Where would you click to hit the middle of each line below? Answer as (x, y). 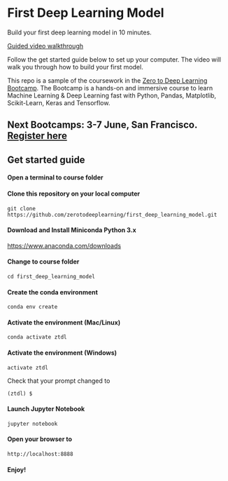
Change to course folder (43, 262)
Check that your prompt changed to (59, 381)
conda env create (33, 307)
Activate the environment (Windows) (62, 353)
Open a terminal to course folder (55, 177)
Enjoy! (17, 469)
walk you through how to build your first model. (75, 67)
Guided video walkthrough (45, 46)
